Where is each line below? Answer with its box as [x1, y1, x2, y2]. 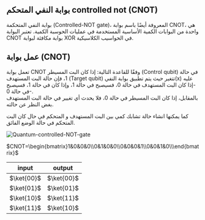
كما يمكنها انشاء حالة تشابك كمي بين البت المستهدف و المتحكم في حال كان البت [6, 112, 188, 120]
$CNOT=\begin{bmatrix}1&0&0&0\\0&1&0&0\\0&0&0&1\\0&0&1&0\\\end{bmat [6, 142, 199, 150]
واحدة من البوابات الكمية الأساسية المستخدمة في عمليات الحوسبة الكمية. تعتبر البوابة [6, 28, 199, 35]
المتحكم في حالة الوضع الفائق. [6, 119, 75, 126]
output [53, 163, 73, 172]
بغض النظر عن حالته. [6, 100, 54, 108]
